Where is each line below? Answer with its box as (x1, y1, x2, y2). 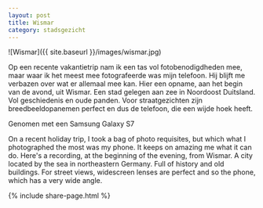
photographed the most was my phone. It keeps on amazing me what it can (8, 142, 253, 152)
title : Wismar (8, 19, 55, 27)
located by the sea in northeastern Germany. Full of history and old (8, 160, 225, 169)
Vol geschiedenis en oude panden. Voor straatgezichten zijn (8, 95, 203, 106)
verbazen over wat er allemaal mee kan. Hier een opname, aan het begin (8, 79, 243, 88)
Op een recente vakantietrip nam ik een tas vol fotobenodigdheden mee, (8, 63, 243, 72)
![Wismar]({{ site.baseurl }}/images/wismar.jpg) (8, 48, 162, 57)
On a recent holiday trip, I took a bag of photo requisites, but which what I (8, 134, 247, 144)
